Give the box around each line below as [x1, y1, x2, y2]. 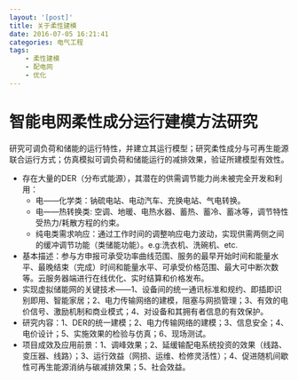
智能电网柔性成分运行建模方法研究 [9, 112, 259, 131]
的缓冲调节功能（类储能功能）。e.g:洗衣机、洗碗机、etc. [35, 239, 239, 249]
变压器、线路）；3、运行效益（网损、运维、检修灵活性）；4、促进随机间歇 [21, 350, 289, 360]
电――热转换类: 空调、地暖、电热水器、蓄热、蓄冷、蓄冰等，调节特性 [35, 206, 289, 217]
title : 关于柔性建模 [9, 21, 77, 30]
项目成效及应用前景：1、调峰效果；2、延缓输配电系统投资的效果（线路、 [21, 339, 287, 350]
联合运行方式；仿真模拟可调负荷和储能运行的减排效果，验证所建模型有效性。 [9, 154, 289, 164]
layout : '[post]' [9, 12, 74, 22]
